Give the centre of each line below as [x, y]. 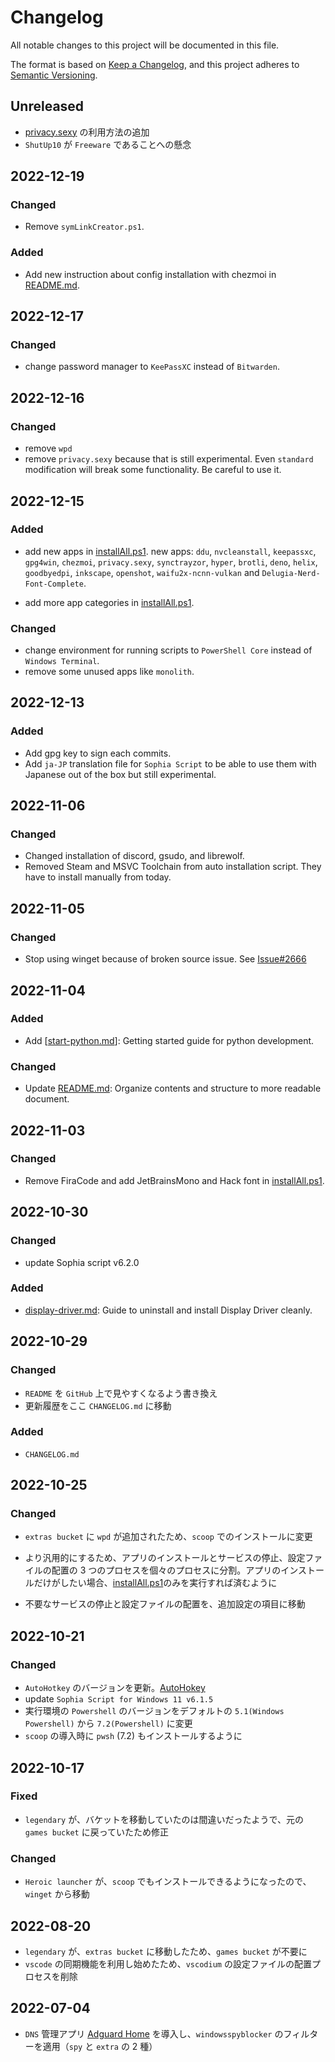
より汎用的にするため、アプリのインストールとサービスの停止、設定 [165, 1558]
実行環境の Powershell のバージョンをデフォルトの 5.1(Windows [154, 1711]
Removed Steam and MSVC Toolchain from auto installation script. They [173, 867]
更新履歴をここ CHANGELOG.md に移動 [98, 1405]
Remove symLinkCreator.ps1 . [84, 227]
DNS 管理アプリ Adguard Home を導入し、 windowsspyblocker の [154, 2033]
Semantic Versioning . [54, 75]
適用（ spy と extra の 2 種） [100, 2046]
